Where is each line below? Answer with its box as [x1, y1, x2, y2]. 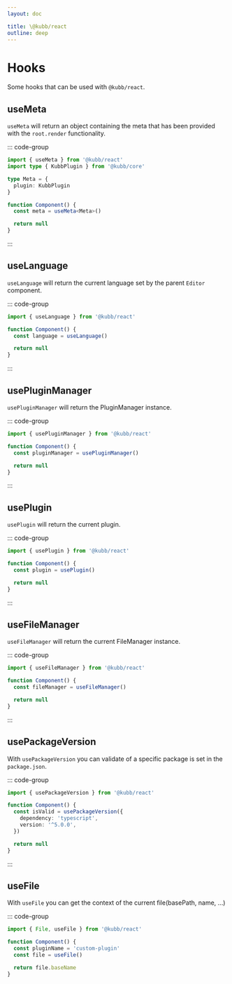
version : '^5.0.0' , [20, 821, 77, 828]
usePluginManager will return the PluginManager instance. [7, 403, 173, 411]
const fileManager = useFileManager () [13, 684, 127, 691]
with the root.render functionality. [7, 129, 106, 137]
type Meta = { [7, 175, 49, 182]
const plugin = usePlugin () [13, 566, 96, 574]
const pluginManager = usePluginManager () [13, 450, 139, 457]
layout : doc [7, 10, 42, 18]
